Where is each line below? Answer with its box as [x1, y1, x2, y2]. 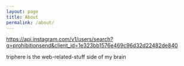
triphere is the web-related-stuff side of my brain [6, 54, 126, 61]
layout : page [6, 8, 39, 15]
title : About [6, 14, 39, 20]
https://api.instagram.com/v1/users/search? [6, 36, 113, 43]
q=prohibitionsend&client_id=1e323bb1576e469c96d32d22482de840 [6, 42, 178, 49]
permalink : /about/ [6, 19, 55, 25]
